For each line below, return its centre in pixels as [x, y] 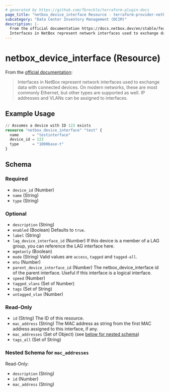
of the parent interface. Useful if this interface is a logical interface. [82, 273]
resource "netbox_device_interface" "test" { [54, 130]
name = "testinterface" [40, 135]
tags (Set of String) [32, 289]
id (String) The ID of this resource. [48, 318]
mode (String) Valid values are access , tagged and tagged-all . [75, 256]
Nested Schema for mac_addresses [47, 353]
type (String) [25, 201]
